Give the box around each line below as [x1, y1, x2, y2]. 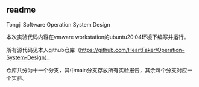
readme [6, 5, 36, 15]
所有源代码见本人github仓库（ [6, 46, 80, 53]
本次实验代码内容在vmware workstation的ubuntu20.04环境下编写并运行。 [6, 33, 189, 40]
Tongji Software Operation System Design [6, 21, 110, 28]
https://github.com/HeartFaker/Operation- [80, 46, 185, 53]
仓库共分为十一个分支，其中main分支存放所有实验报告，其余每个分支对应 [6, 66, 188, 74]
